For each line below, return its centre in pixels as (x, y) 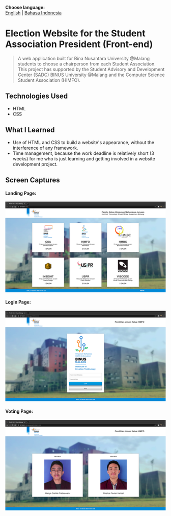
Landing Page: (21, 193)
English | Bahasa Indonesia (34, 13)
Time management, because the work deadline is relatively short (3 (83, 153)
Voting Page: (19, 411)
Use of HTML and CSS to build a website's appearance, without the (83, 142)
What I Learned (30, 130)
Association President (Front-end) (79, 44)
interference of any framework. (45, 148)
